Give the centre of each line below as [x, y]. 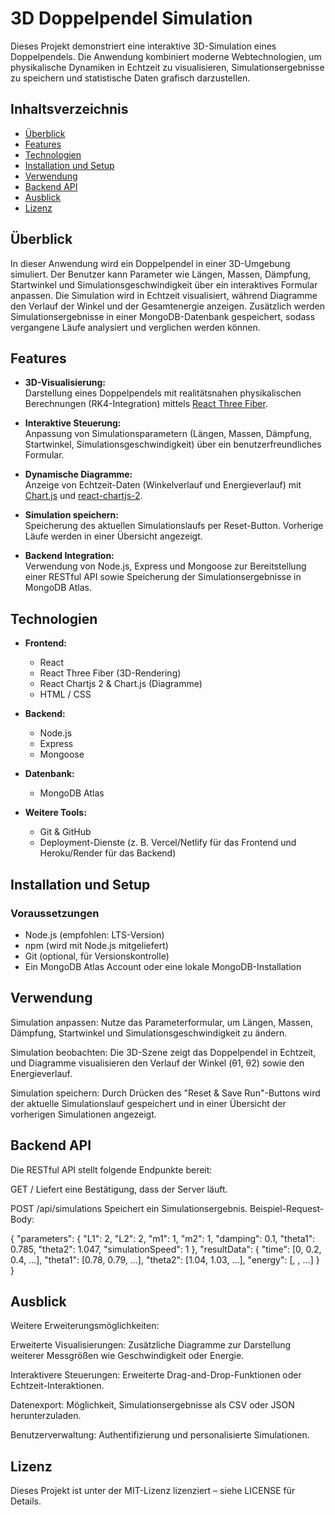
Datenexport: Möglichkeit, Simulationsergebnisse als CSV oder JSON [152, 1405]
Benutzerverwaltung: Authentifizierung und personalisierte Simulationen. [160, 1435]
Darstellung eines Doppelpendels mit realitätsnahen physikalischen [163, 393]
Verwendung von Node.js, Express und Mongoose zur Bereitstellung [165, 566]
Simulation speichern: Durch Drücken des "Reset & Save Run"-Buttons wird [165, 1093]
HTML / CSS [65, 694]
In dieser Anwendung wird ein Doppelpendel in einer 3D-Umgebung [150, 263]
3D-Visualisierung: [65, 383]
